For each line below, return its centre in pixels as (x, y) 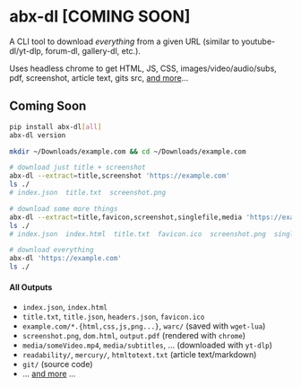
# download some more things (64, 208)
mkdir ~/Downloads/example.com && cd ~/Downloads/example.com (128, 151)
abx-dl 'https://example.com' (66, 259)
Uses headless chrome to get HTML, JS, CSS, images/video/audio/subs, (143, 68)
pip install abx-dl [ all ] (56, 127)
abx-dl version (38, 135)
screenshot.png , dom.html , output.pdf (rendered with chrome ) (134, 336)
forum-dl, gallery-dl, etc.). (93, 50)
